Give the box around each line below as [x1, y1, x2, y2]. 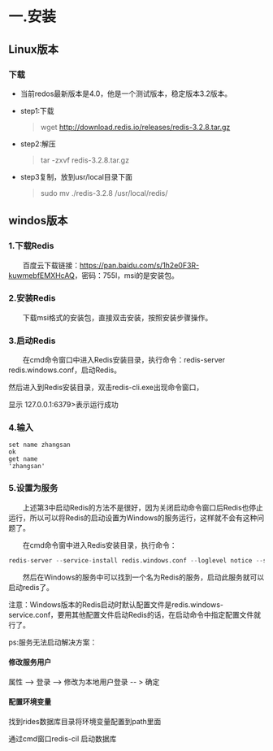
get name [8, 455, 38, 463]
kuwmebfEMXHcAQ [8, 270, 76, 280]
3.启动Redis [8, 335, 56, 346]
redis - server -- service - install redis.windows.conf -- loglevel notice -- [8, 556, 264, 565]
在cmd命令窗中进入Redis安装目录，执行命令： [22, 540, 177, 549]
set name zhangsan [8, 441, 71, 449]
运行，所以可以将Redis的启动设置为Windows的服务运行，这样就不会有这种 [8, 513, 258, 523]
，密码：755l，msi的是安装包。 [74, 270, 179, 280]
